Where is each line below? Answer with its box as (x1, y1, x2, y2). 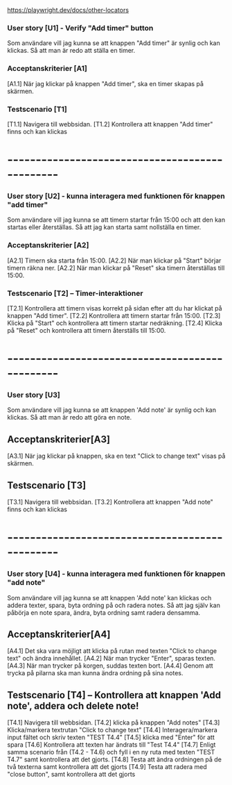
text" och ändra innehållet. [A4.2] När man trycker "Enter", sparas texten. (7, 654, 216, 663)
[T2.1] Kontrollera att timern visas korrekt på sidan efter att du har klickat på (7, 304, 223, 312)
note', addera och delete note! (7, 700, 139, 711)
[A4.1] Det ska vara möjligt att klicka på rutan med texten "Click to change (7, 647, 217, 655)
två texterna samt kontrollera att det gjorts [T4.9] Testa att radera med (7, 763, 208, 771)
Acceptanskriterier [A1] (7, 64, 88, 74)
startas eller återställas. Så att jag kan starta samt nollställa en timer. (7, 223, 202, 231)
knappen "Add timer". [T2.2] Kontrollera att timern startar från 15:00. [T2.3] (7, 311, 221, 320)
